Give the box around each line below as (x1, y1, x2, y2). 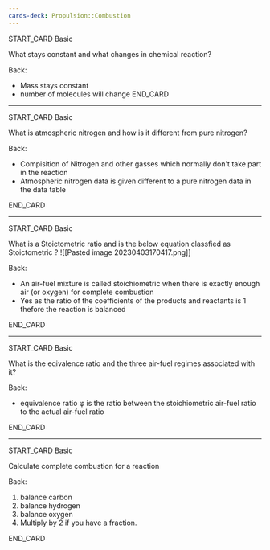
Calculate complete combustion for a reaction (8, 461, 160, 470)
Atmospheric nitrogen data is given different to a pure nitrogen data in (19, 176, 252, 186)
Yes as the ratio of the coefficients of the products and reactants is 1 (19, 295, 247, 306)
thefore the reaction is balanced (19, 304, 126, 314)
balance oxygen (19, 509, 74, 519)
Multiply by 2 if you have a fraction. (19, 518, 137, 527)
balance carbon (19, 492, 72, 502)
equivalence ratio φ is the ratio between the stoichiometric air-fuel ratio (19, 398, 256, 408)
